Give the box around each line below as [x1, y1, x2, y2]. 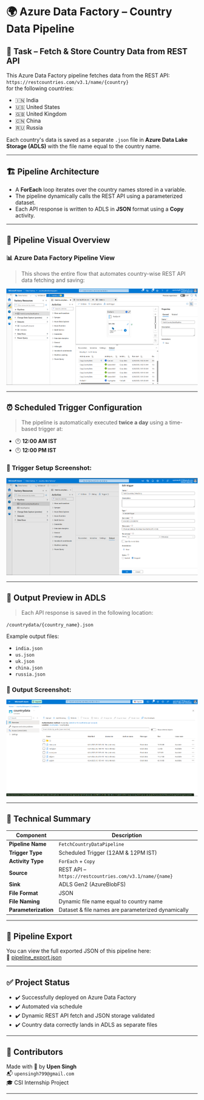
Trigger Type [8, 849, 42, 856]
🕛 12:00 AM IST [15, 437, 57, 444]
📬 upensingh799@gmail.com [6, 1070, 75, 1077]
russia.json [15, 671, 46, 678]
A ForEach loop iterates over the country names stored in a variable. [15, 186, 186, 193]
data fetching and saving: [21, 276, 85, 284]
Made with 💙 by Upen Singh [6, 1063, 77, 1070]
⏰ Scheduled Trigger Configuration [6, 402, 143, 413]
